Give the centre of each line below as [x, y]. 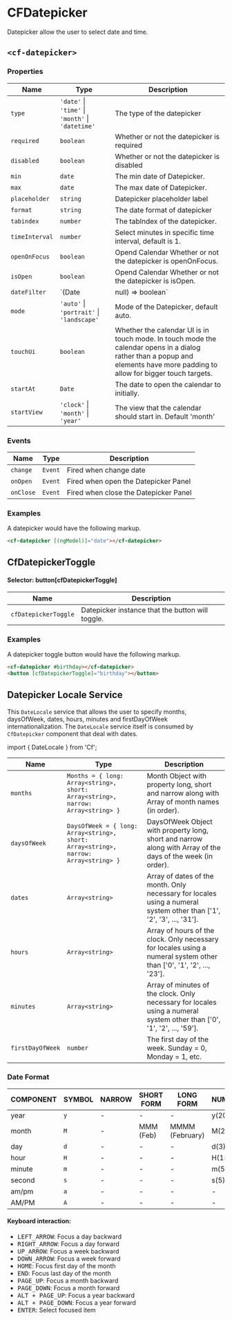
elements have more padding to [166, 364]
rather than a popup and [154, 356]
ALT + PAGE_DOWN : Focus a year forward [77, 1303]
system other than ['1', [184, 910]
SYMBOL [78, 1099]
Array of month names [183, 802]
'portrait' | [80, 312]
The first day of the [178, 1039]
